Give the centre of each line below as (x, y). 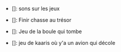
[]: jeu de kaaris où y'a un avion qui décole (63, 43)
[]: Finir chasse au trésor (42, 20)
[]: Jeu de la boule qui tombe (47, 31)
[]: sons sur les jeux (36, 9)
